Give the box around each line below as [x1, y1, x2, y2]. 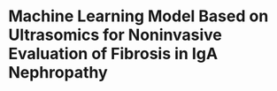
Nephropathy [8, 63, 108, 83]
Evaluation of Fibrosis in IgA [8, 44, 219, 64]
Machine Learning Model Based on [8, 6, 269, 27]
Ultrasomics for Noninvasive [8, 25, 223, 45]
